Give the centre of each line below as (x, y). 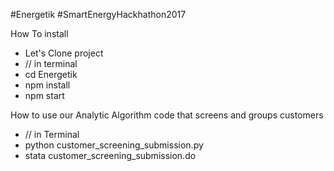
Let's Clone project (64, 53)
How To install (39, 33)
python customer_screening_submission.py (114, 145)
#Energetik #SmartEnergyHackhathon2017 (98, 14)
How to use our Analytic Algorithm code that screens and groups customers (167, 115)
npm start (44, 95)
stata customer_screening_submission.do (110, 155)
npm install (47, 85)
